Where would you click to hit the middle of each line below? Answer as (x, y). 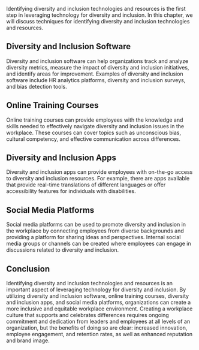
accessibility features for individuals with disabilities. (71, 191)
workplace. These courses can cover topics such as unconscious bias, (94, 132)
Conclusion (28, 269)
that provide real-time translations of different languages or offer (86, 185)
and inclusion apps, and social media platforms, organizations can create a (99, 303)
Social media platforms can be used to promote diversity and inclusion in (96, 225)
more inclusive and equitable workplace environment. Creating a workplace (99, 309)
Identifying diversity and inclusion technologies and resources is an (89, 283)
